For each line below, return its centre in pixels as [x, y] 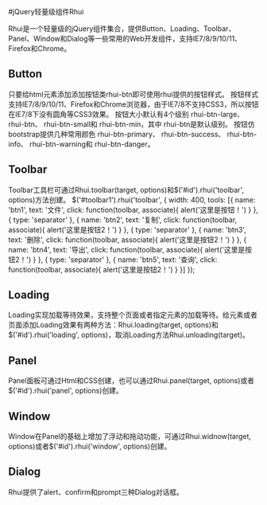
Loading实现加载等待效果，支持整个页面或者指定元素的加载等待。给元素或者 [133, 315]
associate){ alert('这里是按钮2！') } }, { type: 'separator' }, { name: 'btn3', [127, 229]
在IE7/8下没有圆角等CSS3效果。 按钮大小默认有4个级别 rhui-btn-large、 [126, 114]
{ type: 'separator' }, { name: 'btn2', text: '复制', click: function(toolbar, [123, 219]
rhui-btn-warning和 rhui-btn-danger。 [92, 144]
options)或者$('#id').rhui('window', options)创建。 [90, 446]
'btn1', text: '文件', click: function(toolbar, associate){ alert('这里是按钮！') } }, [133, 209]
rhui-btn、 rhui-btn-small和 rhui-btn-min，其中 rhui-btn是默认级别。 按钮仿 [132, 124]
